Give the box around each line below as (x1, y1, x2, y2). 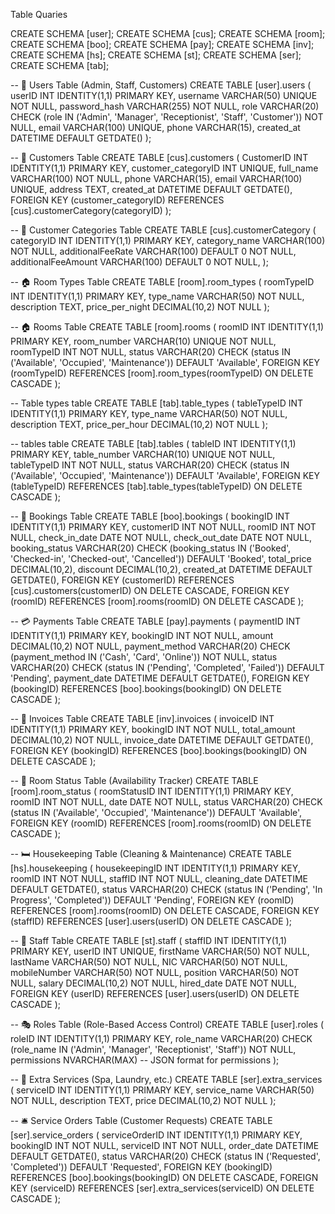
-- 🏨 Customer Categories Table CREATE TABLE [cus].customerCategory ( (10, 224, 317, 236)
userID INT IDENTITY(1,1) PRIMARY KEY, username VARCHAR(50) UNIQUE (10, 90, 318, 101)
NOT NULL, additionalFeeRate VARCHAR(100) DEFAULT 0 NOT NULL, (10, 245, 297, 257)
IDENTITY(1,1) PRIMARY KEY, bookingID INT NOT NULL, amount (10, 630, 274, 641)
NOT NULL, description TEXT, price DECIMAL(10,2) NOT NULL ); (10, 1095, 277, 1106)
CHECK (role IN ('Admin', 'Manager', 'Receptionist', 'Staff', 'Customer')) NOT (10, 111, 324, 123)
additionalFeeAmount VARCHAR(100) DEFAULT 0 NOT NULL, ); (10, 256, 269, 268)
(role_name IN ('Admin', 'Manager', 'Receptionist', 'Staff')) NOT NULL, (10, 1044, 297, 1055)
